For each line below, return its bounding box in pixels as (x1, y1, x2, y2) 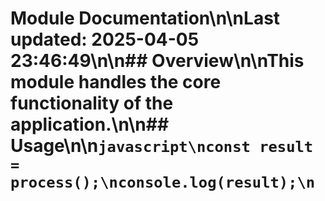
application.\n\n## (10, 113, 170, 136)
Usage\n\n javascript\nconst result (10, 135, 314, 157)
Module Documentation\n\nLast (10, 7, 281, 30)
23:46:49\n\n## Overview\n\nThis (10, 50, 305, 72)
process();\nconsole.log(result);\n (10, 173, 316, 192)
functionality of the (10, 92, 174, 115)
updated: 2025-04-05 (10, 28, 200, 51)
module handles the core (10, 71, 222, 94)
